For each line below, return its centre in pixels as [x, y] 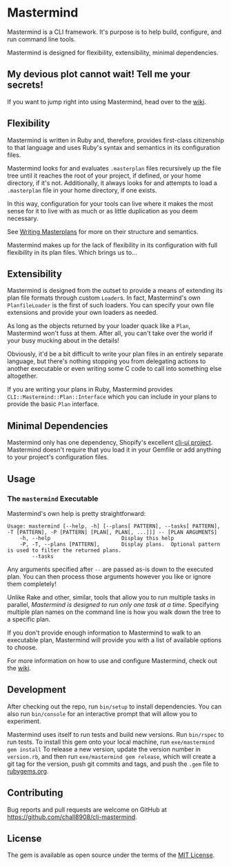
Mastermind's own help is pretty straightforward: [77, 513]
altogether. [22, 376]
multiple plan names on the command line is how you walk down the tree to [114, 612]
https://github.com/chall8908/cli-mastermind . [72, 817]
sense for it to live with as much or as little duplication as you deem [102, 211]
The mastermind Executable [53, 499]
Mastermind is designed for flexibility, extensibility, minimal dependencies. [113, 52]
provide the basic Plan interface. [53, 404]
